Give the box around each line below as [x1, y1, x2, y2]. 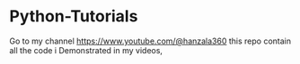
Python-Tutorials [9, 6, 138, 27]
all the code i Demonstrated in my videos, [9, 44, 163, 55]
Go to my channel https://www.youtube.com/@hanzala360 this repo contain [9, 36, 292, 46]
